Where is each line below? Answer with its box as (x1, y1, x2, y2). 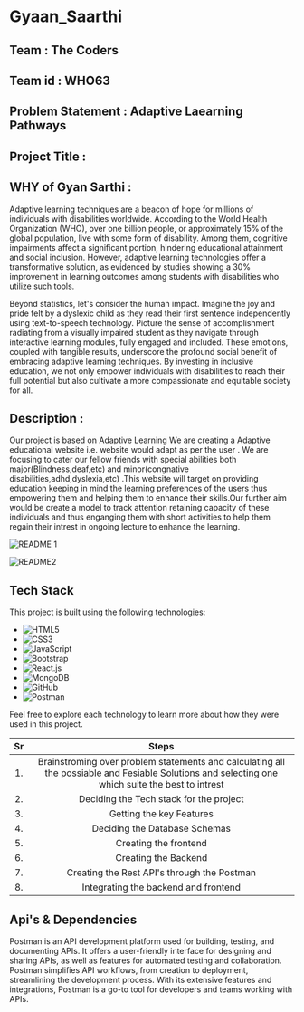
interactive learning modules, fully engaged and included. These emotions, (9, 337, 289, 348)
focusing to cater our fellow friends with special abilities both (9, 454, 237, 465)
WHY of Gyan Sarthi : (9, 179, 132, 196)
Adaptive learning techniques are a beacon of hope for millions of (9, 204, 254, 215)
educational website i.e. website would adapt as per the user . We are (9, 444, 269, 455)
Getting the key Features (109, 807, 214, 820)
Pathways (9, 118, 67, 133)
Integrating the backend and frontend (81, 881, 242, 893)
